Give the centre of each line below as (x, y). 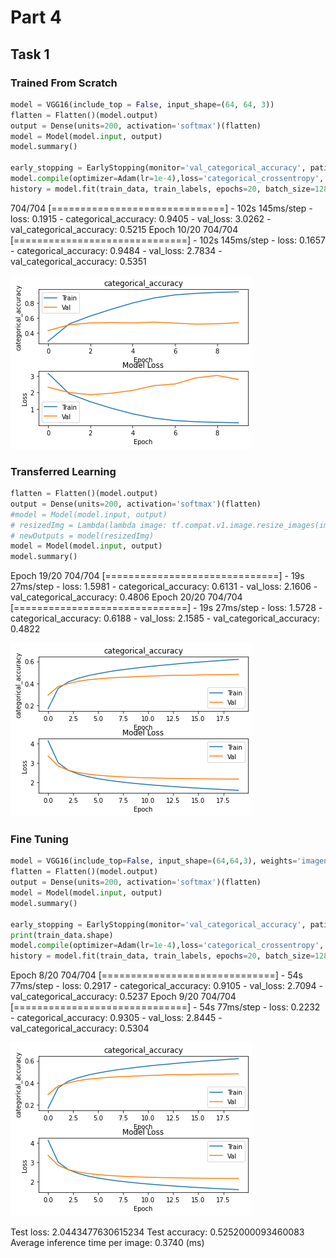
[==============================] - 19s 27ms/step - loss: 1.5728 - (166, 608)
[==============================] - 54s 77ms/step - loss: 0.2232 (165, 1007)
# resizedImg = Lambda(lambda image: (89, 525)
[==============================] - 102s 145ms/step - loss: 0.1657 (168, 240)
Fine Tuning (39, 839)
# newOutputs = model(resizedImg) (82, 536)
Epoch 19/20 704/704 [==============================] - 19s (157, 576)
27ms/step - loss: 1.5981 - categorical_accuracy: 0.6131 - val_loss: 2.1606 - (164, 587)
